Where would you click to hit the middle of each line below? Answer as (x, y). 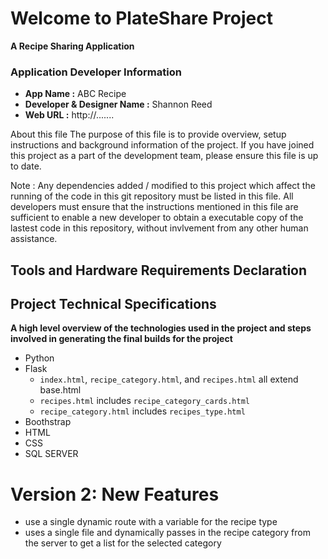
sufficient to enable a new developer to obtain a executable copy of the (157, 218)
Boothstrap (48, 422)
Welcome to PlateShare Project (141, 18)
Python (39, 358)
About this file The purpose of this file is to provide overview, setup (148, 134)
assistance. (34, 239)
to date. (26, 166)
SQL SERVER (51, 454)
